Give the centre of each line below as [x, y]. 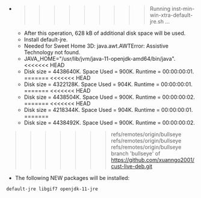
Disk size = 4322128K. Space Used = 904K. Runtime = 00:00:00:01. [108, 84]
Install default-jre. [46, 39]
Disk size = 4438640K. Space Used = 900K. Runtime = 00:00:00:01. [109, 71]
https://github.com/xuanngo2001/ [153, 160]
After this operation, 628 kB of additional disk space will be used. [105, 33]
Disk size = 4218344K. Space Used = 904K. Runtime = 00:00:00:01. [108, 110]
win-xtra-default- [171, 15]
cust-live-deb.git [131, 166]
